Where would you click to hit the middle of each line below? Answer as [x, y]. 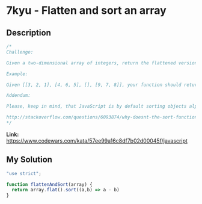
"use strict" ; [24, 173]
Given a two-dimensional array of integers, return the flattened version [102, 63]
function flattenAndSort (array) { [50, 184]
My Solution [29, 160]
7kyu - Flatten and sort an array [86, 11]
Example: [17, 74]
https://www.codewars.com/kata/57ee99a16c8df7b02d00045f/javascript [97, 141]
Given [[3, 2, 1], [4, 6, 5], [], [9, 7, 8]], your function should [94, 85]
